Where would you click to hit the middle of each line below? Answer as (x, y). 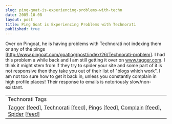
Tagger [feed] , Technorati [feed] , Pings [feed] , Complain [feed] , (85, 108)
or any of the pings (25, 49)
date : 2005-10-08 (24, 15)
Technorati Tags (27, 99)
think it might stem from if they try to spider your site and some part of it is (84, 66)
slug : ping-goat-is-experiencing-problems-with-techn (64, 10)
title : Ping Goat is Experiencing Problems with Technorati (71, 24)
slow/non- (141, 82)
